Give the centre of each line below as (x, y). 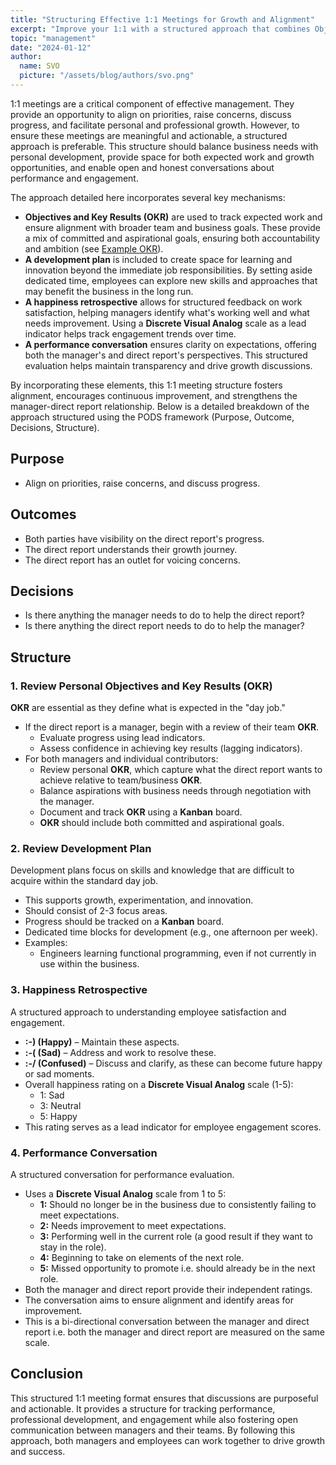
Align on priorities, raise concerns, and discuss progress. (142, 483)
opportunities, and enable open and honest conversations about (142, 167)
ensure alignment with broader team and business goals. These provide (172, 227)
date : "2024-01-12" (51, 47)
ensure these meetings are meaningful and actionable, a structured (149, 135)
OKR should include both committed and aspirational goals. (162, 822)
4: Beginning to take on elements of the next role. (142, 1257)
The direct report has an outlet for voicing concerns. (132, 560)
